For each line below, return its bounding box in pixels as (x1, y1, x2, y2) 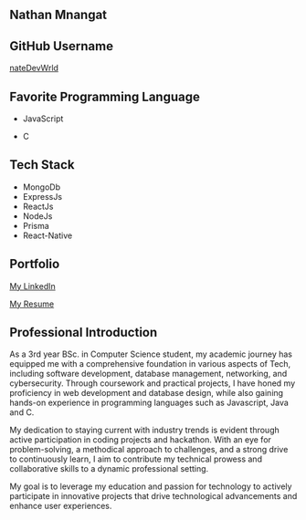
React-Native (22, 230, 73, 241)
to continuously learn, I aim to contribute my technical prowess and (9, 453, 263, 464)
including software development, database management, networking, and (9, 369, 288, 380)
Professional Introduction (9, 325, 158, 340)
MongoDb (22, 182, 61, 192)
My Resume (9, 298, 55, 309)
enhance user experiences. (9, 501, 112, 512)
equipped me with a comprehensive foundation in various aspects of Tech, (9, 359, 291, 369)
